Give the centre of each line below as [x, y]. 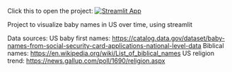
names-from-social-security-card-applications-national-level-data [104, 46]
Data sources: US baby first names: [59, 38]
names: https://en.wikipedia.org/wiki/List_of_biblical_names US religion [111, 53]
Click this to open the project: [50, 11]
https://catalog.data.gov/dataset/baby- [168, 38]
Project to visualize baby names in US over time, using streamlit [100, 24]
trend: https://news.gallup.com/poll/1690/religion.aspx [86, 61]
